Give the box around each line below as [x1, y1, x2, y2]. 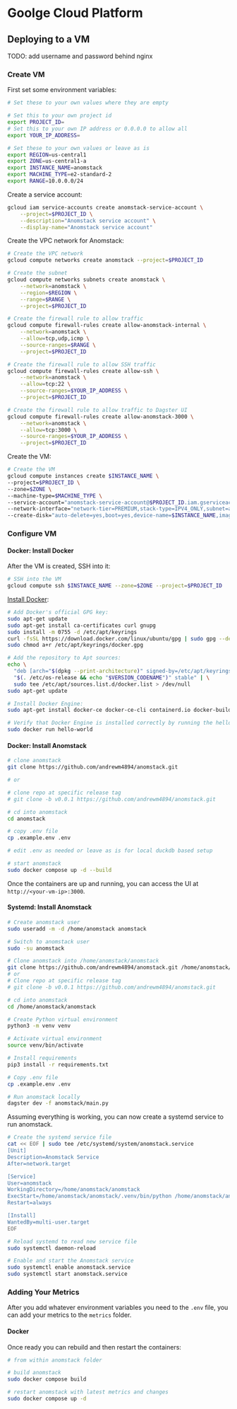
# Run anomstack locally [7, 1093, 80, 1100]
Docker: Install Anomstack [7, 741, 87, 749]
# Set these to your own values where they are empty [7, 99, 169, 107]
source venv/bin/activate [7, 1042, 83, 1049]
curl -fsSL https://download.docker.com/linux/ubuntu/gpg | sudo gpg [7, 635, 217, 642]
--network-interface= [7, 505, 71, 512]
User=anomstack [7, 1180, 52, 1187]
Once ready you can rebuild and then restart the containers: [7, 1342, 182, 1351]
